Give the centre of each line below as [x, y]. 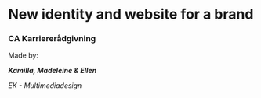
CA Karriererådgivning [52, 39]
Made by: [24, 55]
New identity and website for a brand [131, 14]
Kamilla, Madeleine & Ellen [53, 71]
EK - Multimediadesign [45, 86]
